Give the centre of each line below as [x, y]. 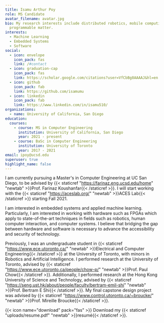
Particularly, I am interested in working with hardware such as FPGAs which [81, 214]
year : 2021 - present [40, 137]
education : [16, 118]
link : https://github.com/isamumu [49, 91]
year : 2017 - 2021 [37, 151]
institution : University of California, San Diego [71, 132]
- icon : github [25, 82]
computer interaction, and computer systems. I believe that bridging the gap [82, 224]
